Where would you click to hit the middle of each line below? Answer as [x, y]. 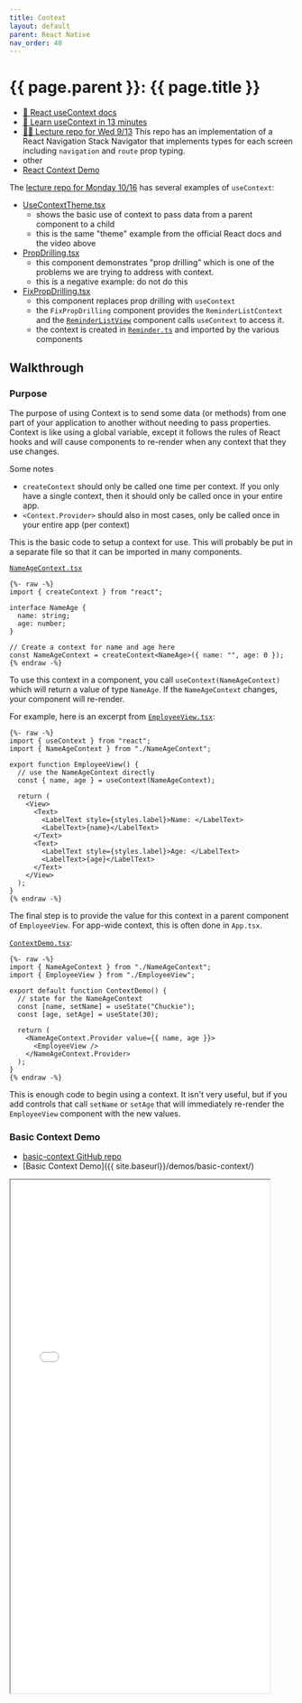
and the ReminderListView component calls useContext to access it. [160, 320]
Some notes [32, 468]
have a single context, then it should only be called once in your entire [152, 495]
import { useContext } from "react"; [80, 741]
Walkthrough [46, 368]
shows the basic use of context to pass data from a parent [144, 215]
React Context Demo [61, 170]
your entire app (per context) [76, 524]
